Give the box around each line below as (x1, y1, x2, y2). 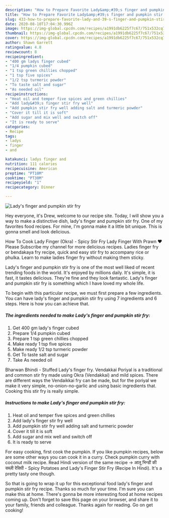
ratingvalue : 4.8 (5, 45, 42, 50)
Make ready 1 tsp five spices (12, 340, 72, 347)
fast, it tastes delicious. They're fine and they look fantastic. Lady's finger (5, 275, 157, 281)
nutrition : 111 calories (5, 161, 57, 166)
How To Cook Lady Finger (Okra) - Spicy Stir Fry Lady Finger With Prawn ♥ (5, 238, 162, 244)
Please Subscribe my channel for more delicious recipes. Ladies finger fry (5, 244, 159, 249)
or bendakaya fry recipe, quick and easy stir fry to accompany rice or (5, 249, 149, 255)
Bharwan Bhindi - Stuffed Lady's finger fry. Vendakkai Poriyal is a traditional (5, 367, 162, 373)
